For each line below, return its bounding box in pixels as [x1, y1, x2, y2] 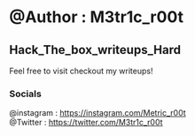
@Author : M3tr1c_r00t [9, 7, 184, 27]
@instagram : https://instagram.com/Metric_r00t [9, 108, 186, 118]
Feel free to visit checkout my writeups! [9, 65, 153, 76]
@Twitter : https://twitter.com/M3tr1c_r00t [9, 117, 163, 128]
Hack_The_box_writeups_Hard [9, 42, 182, 57]
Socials [9, 87, 42, 100]
